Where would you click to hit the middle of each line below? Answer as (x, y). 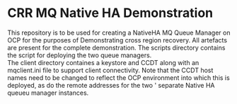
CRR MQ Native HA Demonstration (110, 13)
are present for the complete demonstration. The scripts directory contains (116, 47)
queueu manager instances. (48, 93)
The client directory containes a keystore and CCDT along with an (103, 62)
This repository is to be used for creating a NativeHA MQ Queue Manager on (119, 33)
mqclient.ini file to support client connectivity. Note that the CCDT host (110, 70)
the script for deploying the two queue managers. (80, 55)
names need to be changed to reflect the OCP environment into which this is (118, 77)
